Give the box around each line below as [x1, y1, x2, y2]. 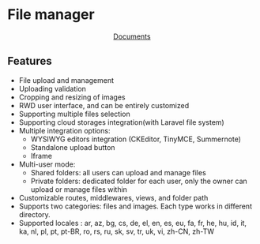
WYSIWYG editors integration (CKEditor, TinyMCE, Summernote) [30, 134, 242, 144]
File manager [7, 6, 96, 24]
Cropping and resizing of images [18, 92, 126, 102]
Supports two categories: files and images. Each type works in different [18, 201, 252, 211]
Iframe [30, 151, 53, 160]
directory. [18, 209, 51, 219]
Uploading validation [18, 84, 86, 93]
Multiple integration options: [18, 126, 111, 135]
